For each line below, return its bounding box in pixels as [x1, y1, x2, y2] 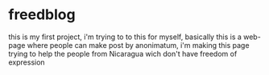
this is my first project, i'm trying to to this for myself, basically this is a [8, 32, 242, 41]
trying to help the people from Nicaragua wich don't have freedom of [8, 49, 238, 58]
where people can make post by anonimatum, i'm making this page [27, 40, 250, 49]
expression [8, 57, 46, 67]
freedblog [8, 6, 76, 24]
